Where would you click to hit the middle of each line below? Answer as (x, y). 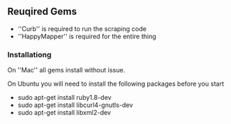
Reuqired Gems (42, 12)
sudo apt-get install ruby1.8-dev (64, 98)
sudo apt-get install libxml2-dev (64, 113)
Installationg (29, 55)
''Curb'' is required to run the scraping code (82, 28)
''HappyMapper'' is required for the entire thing (87, 36)
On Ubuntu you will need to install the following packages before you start (116, 84)
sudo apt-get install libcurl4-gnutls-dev (75, 105)
